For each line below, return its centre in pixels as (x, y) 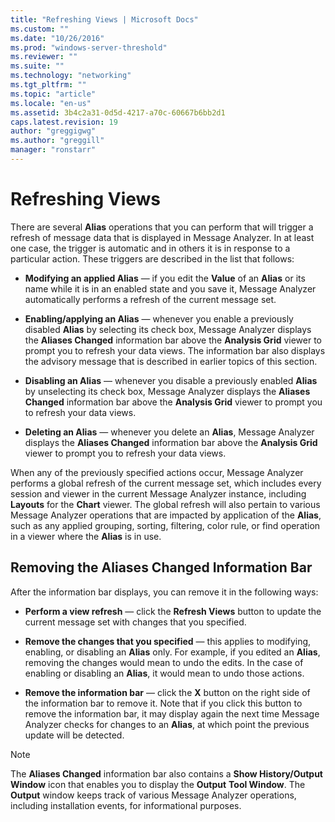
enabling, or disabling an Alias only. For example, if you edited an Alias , (172, 652)
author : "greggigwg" (53, 131)
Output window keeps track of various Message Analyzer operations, (153, 795)
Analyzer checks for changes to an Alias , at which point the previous (167, 724)
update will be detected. (74, 735)
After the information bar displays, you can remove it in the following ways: (164, 592)
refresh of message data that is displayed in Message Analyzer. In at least (162, 237)
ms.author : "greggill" (57, 141)
